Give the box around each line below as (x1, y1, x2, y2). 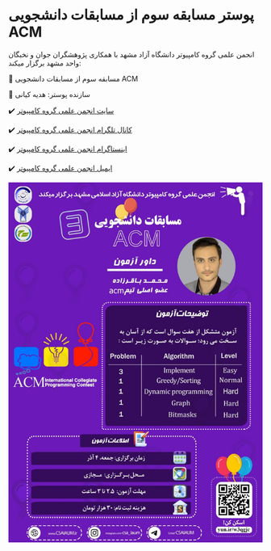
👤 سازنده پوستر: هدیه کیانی (8, 89, 90, 99)
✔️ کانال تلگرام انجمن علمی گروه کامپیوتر (8, 124, 133, 134)
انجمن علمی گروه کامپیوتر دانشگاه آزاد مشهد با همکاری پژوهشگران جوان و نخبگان (8, 49, 255, 59)
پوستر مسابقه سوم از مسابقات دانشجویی (8, 6, 254, 24)
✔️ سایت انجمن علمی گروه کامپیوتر (8, 105, 115, 115)
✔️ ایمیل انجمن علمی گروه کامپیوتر (8, 163, 113, 173)
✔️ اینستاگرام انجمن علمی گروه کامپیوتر (8, 144, 127, 154)
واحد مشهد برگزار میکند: (8, 58, 81, 68)
